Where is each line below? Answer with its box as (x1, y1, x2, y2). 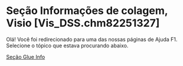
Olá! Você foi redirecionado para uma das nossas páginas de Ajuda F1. (6, 36, 178, 43)
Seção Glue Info (6, 53, 45, 60)
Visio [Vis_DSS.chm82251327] (6, 16, 160, 30)
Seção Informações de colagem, (6, 4, 168, 18)
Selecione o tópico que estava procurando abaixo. (6, 42, 129, 49)
